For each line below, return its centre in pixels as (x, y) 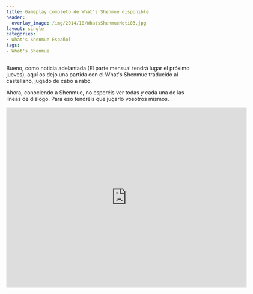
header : (16, 17)
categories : (21, 34)
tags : (13, 46)
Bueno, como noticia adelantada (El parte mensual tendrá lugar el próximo (98, 68)
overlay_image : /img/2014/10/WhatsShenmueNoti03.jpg (79, 23)
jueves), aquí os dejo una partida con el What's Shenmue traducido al (92, 74)
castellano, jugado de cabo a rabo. (49, 81)
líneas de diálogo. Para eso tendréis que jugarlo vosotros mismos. (88, 99)
